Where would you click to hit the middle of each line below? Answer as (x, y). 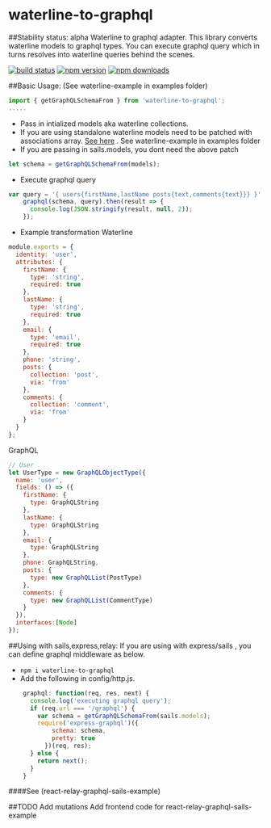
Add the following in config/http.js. (77, 678)
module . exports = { (41, 247)
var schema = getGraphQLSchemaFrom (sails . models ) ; (124, 716)
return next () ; (63, 761)
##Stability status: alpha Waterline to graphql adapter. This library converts (133, 37)
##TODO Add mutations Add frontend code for (86, 807)
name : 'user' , (39, 480)
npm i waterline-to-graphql (67, 670)
